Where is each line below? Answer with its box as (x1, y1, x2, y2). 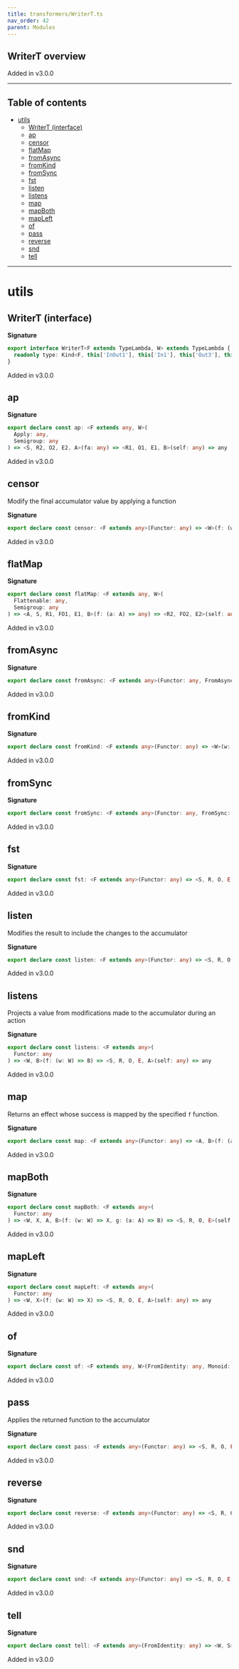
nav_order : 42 (7, 17, 50, 24)
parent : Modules (7, 24, 55, 31)
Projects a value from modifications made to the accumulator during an (7, 1009, 216, 1017)
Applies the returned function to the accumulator (7, 1415, 151, 1424)
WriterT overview (7, 50, 87, 62)
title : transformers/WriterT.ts (7, 10, 103, 18)
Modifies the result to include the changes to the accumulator (7, 929, 188, 937)
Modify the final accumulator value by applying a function (7, 497, 176, 505)
